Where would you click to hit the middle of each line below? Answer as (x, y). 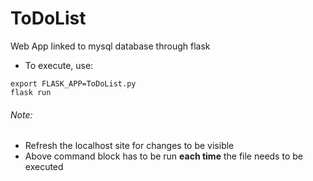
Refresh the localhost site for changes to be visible (129, 146)
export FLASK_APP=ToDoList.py (73, 83)
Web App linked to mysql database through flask (110, 46)
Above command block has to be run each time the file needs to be (163, 156)
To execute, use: (59, 65)
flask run (31, 92)
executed (44, 167)
